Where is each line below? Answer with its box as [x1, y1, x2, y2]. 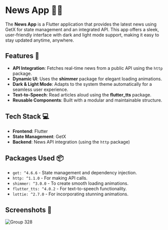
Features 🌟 [5, 52, 40, 60]
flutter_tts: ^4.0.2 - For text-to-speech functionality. [12, 186, 127, 192]
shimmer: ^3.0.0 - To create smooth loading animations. [12, 180, 129, 186]
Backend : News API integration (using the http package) [12, 139, 130, 145]
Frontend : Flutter [12, 128, 48, 134]
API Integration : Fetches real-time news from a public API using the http [12, 65, 163, 71]
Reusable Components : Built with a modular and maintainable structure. [12, 97, 162, 103]
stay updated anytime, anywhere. [5, 37, 74, 43]
